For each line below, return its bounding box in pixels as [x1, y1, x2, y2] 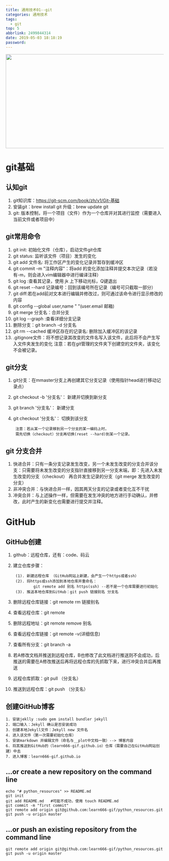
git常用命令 [6, 232, 41, 241]
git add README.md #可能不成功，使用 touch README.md [6, 798, 119, 803]
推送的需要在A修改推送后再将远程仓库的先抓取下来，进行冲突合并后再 [13, 658, 157, 665]
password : [6, 40, 27, 45]
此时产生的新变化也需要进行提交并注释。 [22, 499, 106, 505]
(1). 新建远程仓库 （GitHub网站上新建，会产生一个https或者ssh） [15, 573, 139, 579]
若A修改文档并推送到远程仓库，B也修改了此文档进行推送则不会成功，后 [13, 652, 160, 658]
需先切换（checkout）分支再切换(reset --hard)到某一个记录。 [15, 432, 132, 437]
